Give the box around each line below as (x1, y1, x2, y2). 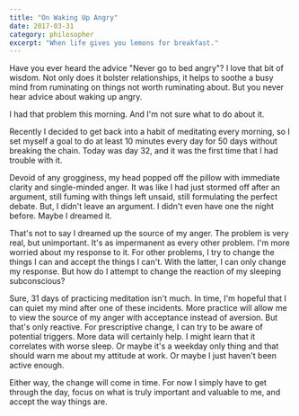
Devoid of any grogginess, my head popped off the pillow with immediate (9, 173, 281, 183)
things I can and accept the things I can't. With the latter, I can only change (9, 257, 286, 268)
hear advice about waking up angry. (9, 92, 143, 102)
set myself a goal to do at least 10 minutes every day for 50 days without (9, 136, 278, 146)
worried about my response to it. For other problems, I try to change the (9, 247, 276, 258)
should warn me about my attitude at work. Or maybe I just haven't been (9, 350, 277, 361)
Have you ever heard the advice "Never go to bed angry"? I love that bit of (9, 63, 285, 74)
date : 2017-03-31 (9, 22, 75, 31)
